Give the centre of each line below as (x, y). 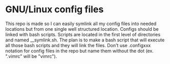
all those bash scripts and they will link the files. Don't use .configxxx (78, 45)
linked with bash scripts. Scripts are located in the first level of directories (83, 34)
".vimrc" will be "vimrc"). (31, 56)
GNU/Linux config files (55, 9)
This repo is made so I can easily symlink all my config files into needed (81, 24)
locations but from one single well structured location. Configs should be (82, 29)
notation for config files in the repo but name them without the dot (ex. (79, 51)
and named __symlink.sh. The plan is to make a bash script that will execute (85, 40)
